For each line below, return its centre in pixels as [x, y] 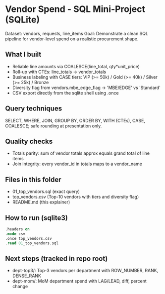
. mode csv [15, 234]
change [20, 287]
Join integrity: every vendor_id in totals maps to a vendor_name [77, 164]
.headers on [17, 229]
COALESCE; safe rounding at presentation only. [54, 126]
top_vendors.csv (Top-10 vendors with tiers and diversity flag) [76, 197]
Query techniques [34, 109]
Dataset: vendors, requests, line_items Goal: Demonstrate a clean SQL [77, 33]
